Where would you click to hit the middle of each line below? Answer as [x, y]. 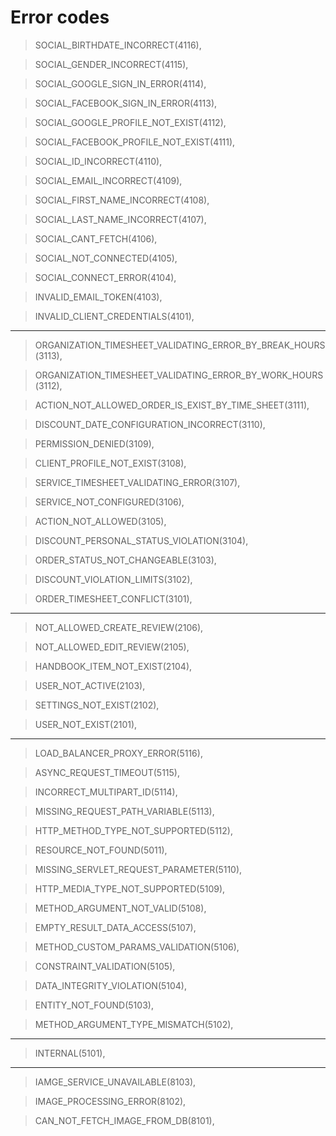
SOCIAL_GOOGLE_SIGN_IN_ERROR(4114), [120, 83]
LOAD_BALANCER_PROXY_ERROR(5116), [118, 753]
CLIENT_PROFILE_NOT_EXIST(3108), [110, 463]
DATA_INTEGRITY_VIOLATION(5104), [111, 985]
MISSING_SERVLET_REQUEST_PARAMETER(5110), [138, 869]
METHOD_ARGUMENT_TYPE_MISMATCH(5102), [134, 1024]
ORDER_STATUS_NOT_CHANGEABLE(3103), [125, 560]
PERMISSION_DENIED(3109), [94, 443]
